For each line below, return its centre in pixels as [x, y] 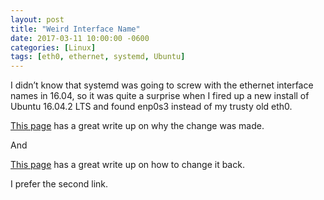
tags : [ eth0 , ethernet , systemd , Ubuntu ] [98, 57]
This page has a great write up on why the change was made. [137, 126]
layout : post [37, 19]
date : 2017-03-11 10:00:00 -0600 [80, 38]
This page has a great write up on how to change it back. [127, 165]
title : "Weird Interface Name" [75, 29]
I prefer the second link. [59, 184]
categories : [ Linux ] [53, 47]
